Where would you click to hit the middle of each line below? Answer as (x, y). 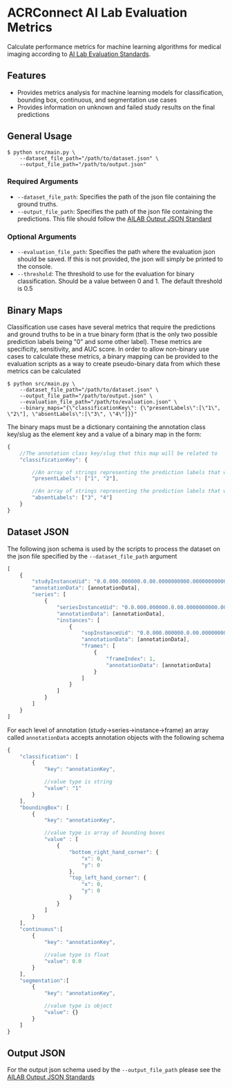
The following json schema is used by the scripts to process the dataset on (114, 549)
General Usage (40, 136)
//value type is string (78, 782)
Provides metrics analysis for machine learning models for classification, (120, 92)
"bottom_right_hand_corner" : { (114, 852)
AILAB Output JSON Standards (51, 1077)
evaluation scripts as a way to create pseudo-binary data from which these (114, 363)
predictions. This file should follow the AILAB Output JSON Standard (114, 219)
